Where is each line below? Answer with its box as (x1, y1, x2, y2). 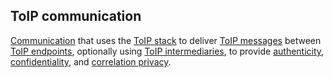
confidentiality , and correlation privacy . (10, 55, 172, 68)
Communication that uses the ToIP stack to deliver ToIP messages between (10, 34, 322, 46)
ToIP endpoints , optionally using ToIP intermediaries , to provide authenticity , (10, 45, 325, 57)
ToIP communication (10, 8, 142, 25)
